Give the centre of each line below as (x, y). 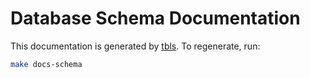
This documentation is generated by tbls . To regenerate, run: (135, 46)
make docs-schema (46, 64)
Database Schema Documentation (155, 18)
